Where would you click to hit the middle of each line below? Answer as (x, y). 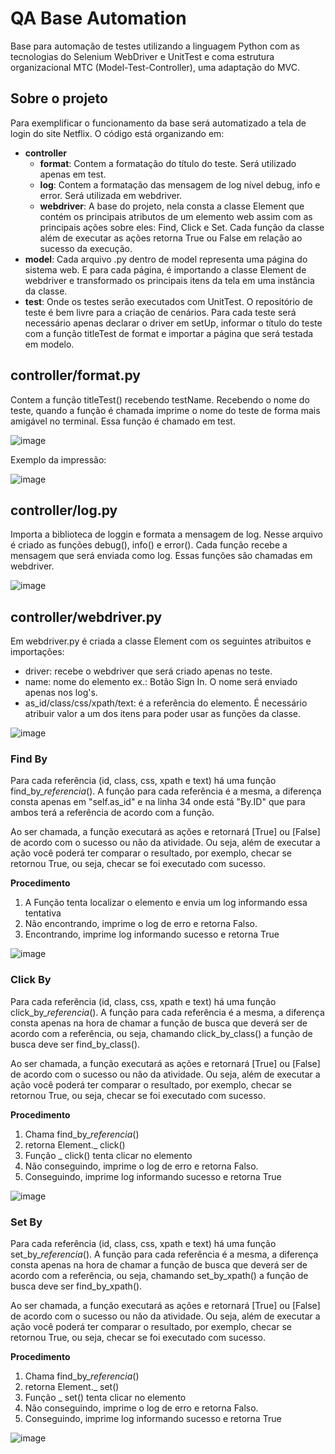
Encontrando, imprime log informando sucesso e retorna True (152, 934)
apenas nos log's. (61, 693)
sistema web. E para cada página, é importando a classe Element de (165, 269)
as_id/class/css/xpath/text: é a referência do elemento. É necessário (166, 703)
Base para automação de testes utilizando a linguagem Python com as (155, 46)
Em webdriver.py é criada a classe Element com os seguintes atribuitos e (161, 641)
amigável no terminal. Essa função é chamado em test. (123, 421)
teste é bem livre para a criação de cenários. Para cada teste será (160, 312)
